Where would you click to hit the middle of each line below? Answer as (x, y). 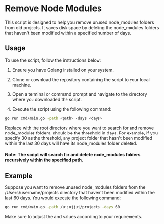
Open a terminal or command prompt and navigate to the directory (80, 94)
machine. (22, 85)
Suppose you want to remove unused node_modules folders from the (75, 187)
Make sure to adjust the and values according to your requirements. (74, 216)
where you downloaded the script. (47, 99)
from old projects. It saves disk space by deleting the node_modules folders (82, 27)
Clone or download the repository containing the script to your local (81, 79)
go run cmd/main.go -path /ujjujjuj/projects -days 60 (63, 207)
